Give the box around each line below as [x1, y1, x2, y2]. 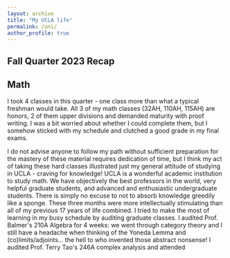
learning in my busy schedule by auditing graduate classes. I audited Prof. [7, 214, 218, 222]
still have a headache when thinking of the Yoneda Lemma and [7, 228, 186, 237]
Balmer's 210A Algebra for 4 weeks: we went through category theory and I [7, 221, 223, 230]
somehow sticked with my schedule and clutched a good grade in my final [7, 126, 220, 135]
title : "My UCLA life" [7, 17, 73, 24]
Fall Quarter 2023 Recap [7, 55, 115, 67]
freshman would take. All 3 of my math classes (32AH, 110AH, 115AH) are [7, 105, 215, 113]
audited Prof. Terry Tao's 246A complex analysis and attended [7, 243, 186, 252]
